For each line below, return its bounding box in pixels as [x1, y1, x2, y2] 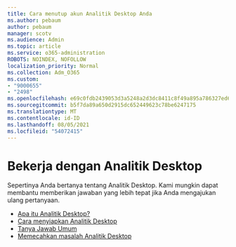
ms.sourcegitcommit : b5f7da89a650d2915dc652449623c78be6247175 [7, 102, 197, 109]
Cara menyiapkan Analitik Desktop [17, 217, 117, 225]
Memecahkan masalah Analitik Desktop [17, 232, 132, 241]
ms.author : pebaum [7, 17, 61, 24]
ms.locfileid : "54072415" [7, 128, 83, 135]
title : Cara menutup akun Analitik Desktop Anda [7, 10, 152, 18]
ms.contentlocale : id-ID [7, 114, 80, 121]
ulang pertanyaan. [7, 196, 60, 204]
